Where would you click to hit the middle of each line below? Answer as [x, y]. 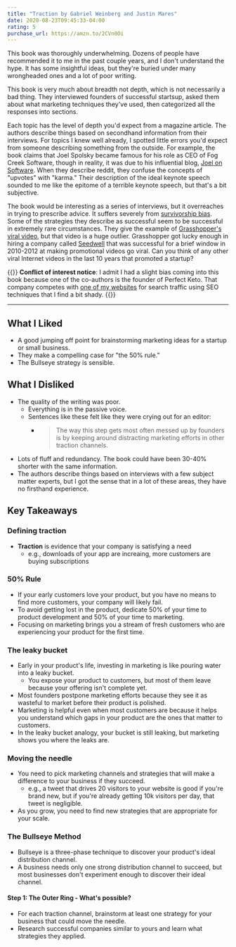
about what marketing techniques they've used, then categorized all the [111, 104]
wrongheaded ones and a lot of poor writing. [72, 76]
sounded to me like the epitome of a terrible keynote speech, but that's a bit [117, 185]
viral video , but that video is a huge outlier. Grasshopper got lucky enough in [118, 236]
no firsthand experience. [53, 489]
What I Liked [35, 323]
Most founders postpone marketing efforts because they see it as [112, 695]
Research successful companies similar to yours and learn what [110, 928]
